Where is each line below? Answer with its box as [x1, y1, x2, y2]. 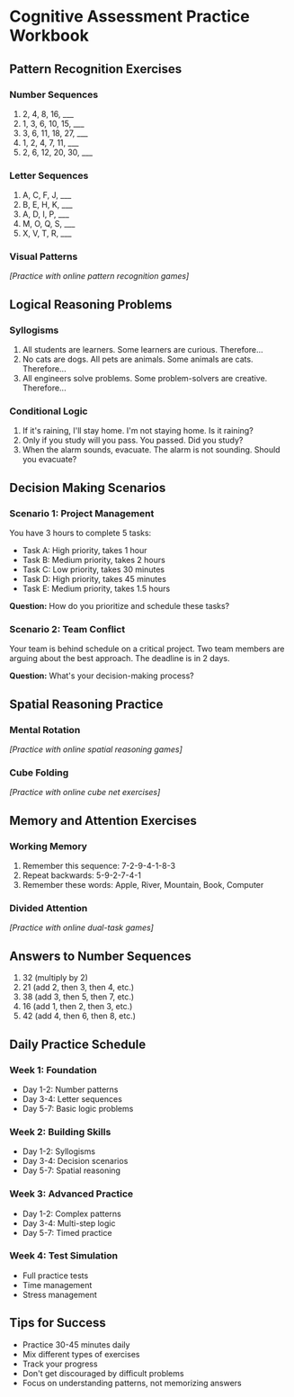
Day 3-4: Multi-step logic [22, 1217, 116, 1229]
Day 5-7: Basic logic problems [22, 1103, 134, 1114]
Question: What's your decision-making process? [9, 670, 195, 681]
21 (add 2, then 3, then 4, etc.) [22, 982, 135, 993]
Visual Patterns [9, 250, 78, 263]
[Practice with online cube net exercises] [9, 787, 161, 798]
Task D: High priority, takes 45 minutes [22, 574, 166, 585]
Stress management [22, 1289, 97, 1300]
